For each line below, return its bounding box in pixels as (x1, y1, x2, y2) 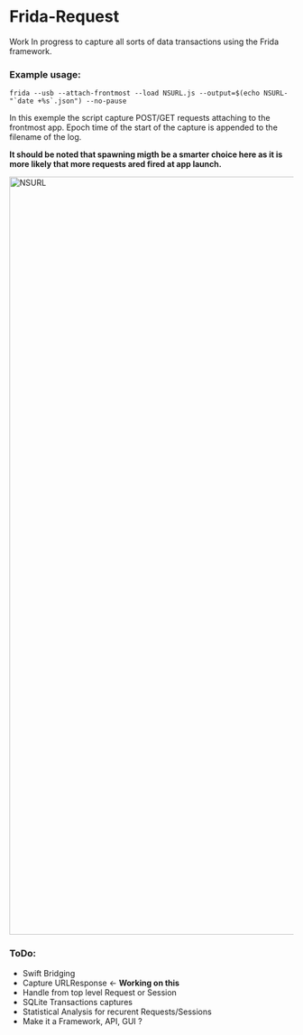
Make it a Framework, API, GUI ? (22, 1015, 142, 1026)
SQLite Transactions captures (22, 996, 133, 1007)
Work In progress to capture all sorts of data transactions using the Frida (9, 36, 280, 47)
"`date (9, 97, 34, 106)
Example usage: (9, 68, 81, 80)
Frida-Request (9, 6, 120, 27)
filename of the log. (9, 132, 82, 143)
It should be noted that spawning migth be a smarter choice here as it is (9, 149, 283, 160)
